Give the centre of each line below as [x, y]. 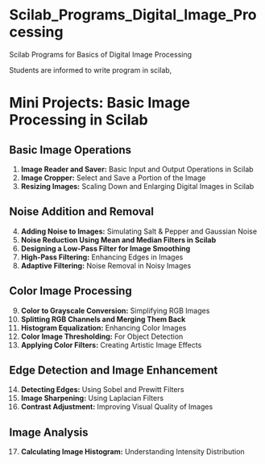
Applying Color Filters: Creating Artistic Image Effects [111, 344]
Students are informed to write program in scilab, [91, 70]
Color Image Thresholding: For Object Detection [102, 336]
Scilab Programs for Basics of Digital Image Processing [101, 54]
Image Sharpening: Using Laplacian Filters [92, 399]
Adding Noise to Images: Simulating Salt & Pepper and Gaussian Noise [139, 231]
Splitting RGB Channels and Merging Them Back [103, 319]
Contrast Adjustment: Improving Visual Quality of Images [117, 407]
